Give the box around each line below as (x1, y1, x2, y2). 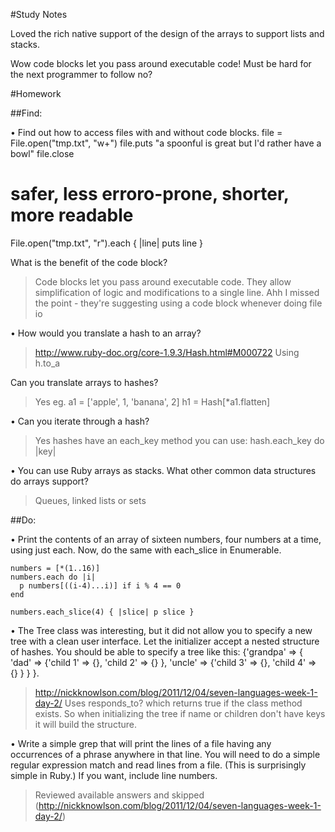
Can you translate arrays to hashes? (10, 376, 159, 388)
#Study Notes (10, 9, 68, 20)
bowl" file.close (10, 148, 75, 159)
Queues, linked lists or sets (34, 494, 147, 506)
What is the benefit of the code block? (10, 256, 168, 268)
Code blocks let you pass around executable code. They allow (34, 275, 292, 288)
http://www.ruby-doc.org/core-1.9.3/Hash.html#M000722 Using (34, 346, 300, 358)
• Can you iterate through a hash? (10, 415, 150, 427)
